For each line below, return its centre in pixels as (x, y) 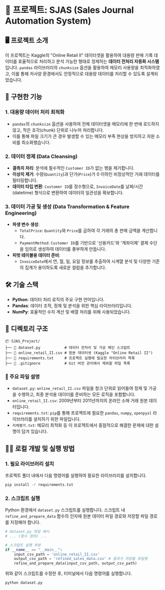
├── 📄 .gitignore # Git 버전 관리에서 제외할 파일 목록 (68, 363)
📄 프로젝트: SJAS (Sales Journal (69, 10)
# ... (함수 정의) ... (26, 536)
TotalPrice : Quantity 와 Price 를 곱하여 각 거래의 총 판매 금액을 (80, 231)
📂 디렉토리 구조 (27, 329)
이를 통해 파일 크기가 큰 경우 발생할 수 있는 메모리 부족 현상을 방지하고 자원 (83, 136)
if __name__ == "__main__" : (34, 550)
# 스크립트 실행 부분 (23, 545)
